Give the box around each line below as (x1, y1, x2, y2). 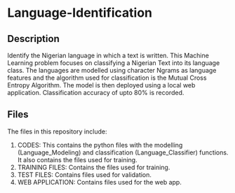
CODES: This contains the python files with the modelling (17, 141, 183, 149)
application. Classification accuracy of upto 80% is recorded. (7, 89, 184, 96)
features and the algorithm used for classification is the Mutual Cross (7, 73, 207, 82)
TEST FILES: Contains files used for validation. (17, 170, 152, 179)
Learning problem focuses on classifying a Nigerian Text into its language (7, 59, 220, 67)
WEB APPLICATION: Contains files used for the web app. (17, 178, 182, 186)
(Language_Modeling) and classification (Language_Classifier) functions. (17, 148, 229, 157)
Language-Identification (7, 5, 153, 21)
